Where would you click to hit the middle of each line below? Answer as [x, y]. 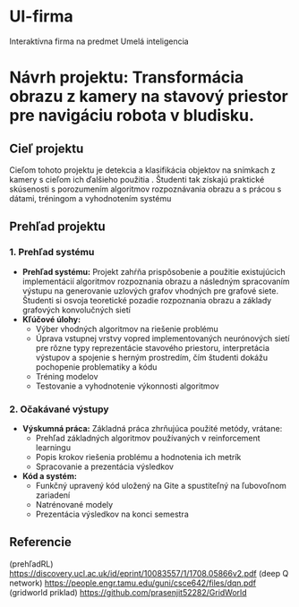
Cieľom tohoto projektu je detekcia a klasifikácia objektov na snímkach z [142, 170]
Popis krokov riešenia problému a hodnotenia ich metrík [138, 457]
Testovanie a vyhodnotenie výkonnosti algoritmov [127, 386]
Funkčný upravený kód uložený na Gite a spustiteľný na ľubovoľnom [161, 485]
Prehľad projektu [57, 227]
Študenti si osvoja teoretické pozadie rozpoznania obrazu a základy [147, 300]
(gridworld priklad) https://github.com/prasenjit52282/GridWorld [128, 592]
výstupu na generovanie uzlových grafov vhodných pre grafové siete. [150, 291]
